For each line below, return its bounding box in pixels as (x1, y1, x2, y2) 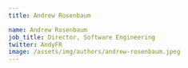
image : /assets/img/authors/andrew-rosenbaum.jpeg (8, 48, 181, 56)
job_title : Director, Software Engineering (8, 33, 156, 41)
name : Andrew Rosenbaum (8, 25, 88, 34)
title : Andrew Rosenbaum (8, 11, 91, 20)
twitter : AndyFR (8, 40, 62, 48)
